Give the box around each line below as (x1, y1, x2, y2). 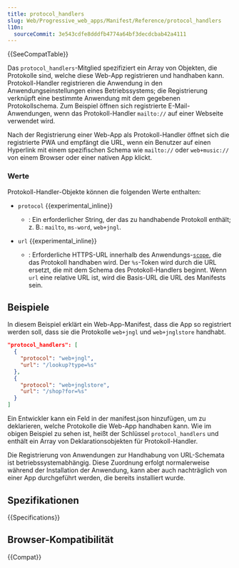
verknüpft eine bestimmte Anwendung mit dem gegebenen (7, 94, 180, 103)
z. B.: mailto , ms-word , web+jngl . (28, 223, 121, 231)
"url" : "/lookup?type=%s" (20, 361, 98, 368)
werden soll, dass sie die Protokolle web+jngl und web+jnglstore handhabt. (7, 328, 226, 336)
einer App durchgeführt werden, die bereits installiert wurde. (7, 474, 185, 482)
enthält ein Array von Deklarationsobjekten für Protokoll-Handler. (7, 437, 198, 446)
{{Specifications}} (7, 513, 61, 522)
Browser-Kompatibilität (7, 534, 114, 546)
